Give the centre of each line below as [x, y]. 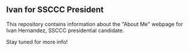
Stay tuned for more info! [37, 42]
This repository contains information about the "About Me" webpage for [95, 24]
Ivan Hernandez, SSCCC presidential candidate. [65, 30]
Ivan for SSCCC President [55, 10]
